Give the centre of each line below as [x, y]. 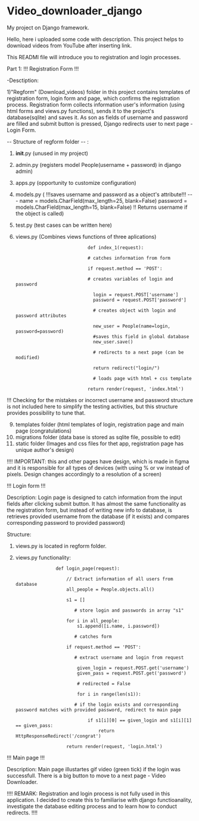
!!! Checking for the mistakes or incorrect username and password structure [100, 400]
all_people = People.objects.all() [110, 589]
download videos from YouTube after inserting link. [69, 45]
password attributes [41, 315]
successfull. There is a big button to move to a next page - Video [86, 776]
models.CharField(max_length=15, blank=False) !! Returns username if [101, 207]
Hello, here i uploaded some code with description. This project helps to [95, 39]
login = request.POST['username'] [136, 294]
